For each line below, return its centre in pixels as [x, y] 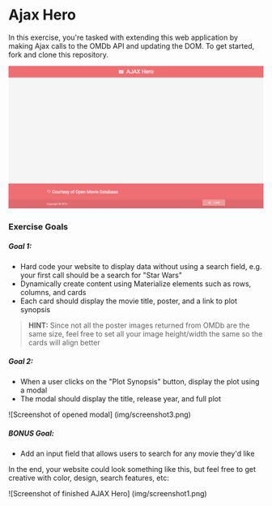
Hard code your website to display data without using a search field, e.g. [141, 267]
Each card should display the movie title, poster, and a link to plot [128, 301]
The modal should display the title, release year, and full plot [120, 399]
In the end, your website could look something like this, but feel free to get [132, 470]
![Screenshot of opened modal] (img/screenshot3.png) [100, 414]
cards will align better [64, 343]
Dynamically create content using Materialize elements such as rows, [136, 284]
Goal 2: [21, 361]
